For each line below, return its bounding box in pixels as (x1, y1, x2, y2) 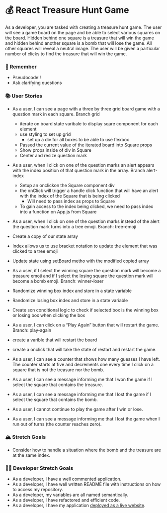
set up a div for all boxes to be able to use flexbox (27, 136, 129, 142)
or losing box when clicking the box (12, 312, 85, 318)
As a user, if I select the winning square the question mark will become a (12, 267, 161, 273)
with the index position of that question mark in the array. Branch (12, 167, 146, 173)
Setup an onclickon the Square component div (19, 182, 115, 188)
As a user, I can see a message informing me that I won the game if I (12, 376, 153, 382)
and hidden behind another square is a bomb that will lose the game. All (5, 40, 152, 46)
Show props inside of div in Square (19, 147, 92, 153)
